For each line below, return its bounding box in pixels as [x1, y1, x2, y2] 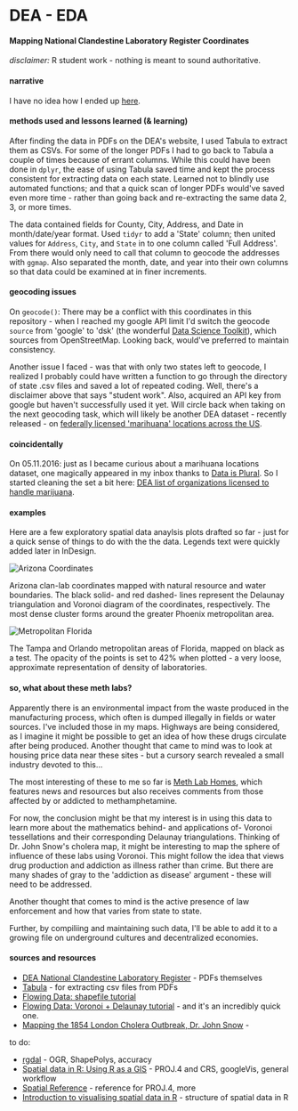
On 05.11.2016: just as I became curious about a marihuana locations [9, 458, 260, 469]
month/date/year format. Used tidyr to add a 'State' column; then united [9, 228, 276, 239]
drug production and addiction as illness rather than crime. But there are [9, 860, 274, 871]
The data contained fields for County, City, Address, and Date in [9, 219, 244, 230]
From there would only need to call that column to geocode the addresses [9, 247, 280, 258]
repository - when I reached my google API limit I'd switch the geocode [9, 316, 270, 326]
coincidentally [9, 438, 64, 450]
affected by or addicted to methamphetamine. [9, 795, 178, 806]
